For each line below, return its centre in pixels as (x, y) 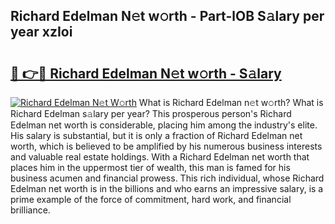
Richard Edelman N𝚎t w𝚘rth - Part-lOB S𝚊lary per (167, 16)
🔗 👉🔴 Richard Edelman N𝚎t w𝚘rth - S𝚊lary (146, 73)
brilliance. (30, 210)
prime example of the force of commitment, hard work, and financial (151, 199)
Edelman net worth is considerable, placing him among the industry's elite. (164, 125)
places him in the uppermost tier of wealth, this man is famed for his (150, 167)
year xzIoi (41, 32)
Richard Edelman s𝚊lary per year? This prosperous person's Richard (151, 113)
